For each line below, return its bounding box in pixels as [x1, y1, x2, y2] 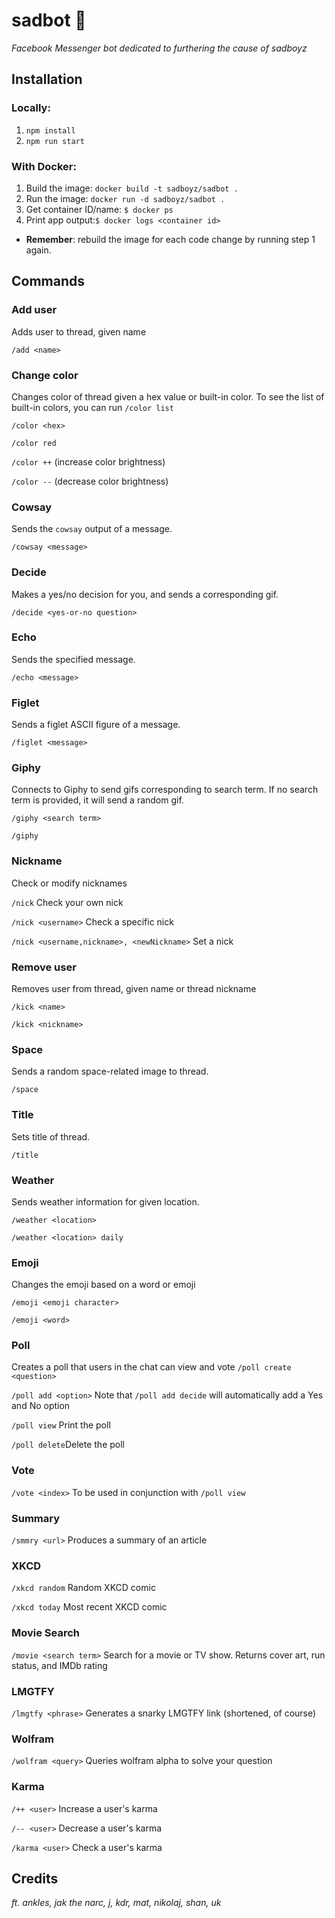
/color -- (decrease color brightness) [11, 475, 169, 487]
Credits [11, 1870, 59, 1887]
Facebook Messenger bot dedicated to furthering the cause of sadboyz [11, 42, 308, 54]
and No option [11, 1400, 71, 1412]
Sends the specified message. [11, 653, 136, 665]
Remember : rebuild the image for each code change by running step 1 [25, 233, 316, 245]
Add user [11, 303, 58, 317]
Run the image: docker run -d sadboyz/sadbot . [25, 192, 226, 204]
